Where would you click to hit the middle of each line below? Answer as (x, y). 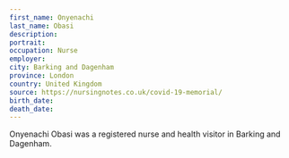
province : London (42, 76)
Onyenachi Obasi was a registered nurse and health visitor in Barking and (145, 134)
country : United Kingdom (56, 84)
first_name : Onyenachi (52, 17)
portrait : (28, 42)
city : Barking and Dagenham (62, 68)
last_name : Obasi (42, 26)
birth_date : (31, 100)
